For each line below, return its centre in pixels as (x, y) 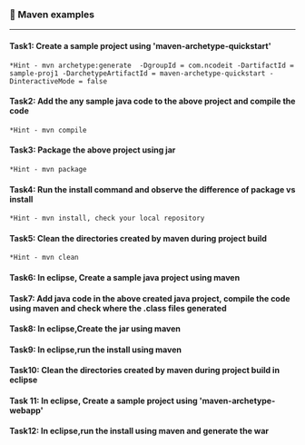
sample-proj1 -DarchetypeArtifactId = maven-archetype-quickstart (138, 73)
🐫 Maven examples (52, 15)
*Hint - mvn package (49, 169)
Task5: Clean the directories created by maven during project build (138, 238)
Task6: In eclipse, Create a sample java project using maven (125, 277)
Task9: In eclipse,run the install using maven (95, 350)
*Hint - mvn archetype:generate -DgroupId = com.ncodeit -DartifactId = (152, 65)
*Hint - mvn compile (49, 130)
